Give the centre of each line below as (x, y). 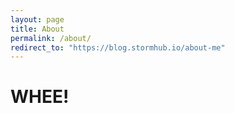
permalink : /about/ (51, 38)
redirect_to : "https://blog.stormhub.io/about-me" (118, 47)
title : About (37, 29)
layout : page (37, 19)
